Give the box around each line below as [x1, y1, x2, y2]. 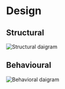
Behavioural [6, 60, 51, 70]
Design [6, 4, 42, 18]
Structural [6, 28, 44, 38]
